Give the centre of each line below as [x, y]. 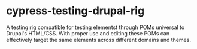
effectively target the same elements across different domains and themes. [99, 40]
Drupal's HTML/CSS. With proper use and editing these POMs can [88, 33]
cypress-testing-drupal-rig [75, 11]
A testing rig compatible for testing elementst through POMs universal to [96, 27]
